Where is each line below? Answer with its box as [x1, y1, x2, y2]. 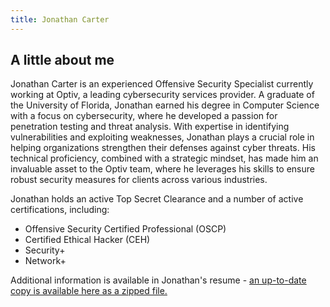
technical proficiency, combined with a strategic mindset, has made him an [10, 152, 319, 165]
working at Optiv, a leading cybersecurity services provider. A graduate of [10, 89, 315, 101]
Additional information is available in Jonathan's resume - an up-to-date [10, 274, 307, 286]
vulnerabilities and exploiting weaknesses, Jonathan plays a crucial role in [10, 131, 315, 143]
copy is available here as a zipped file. [10, 285, 168, 297]
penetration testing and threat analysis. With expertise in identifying [10, 121, 290, 133]
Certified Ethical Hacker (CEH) [24, 234, 151, 246]
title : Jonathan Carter [10, 14, 110, 25]
